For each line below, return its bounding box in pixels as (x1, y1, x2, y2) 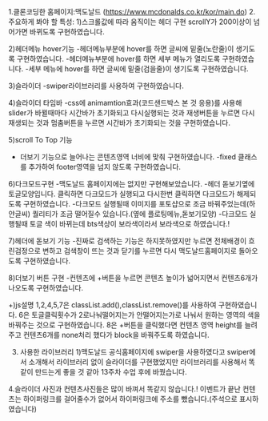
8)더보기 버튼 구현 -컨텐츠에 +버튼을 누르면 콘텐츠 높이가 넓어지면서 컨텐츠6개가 (8, 273, 258, 283)
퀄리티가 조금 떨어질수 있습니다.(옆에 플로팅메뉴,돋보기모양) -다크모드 (31, 209, 248, 219)
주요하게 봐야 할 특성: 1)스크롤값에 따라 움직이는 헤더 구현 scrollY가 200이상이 (8, 17, 252, 26)
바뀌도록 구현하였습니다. (29, 27, 106, 36)
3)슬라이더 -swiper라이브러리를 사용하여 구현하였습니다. (8, 81, 184, 90)
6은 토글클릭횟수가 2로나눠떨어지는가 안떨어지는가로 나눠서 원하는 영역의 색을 (18, 311, 261, 319)
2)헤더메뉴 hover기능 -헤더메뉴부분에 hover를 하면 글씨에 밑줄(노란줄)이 (8, 44, 234, 54)
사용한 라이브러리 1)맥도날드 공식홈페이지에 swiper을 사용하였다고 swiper (19, 347, 250, 356)
